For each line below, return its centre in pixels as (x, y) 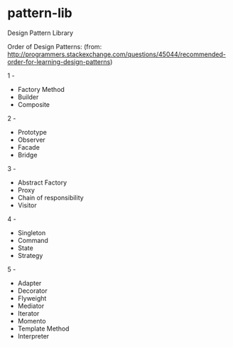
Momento (32, 321)
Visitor (27, 205)
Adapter (29, 283)
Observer (32, 140)
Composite (34, 104)
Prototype (32, 132)
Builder (28, 97)
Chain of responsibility (50, 197)
